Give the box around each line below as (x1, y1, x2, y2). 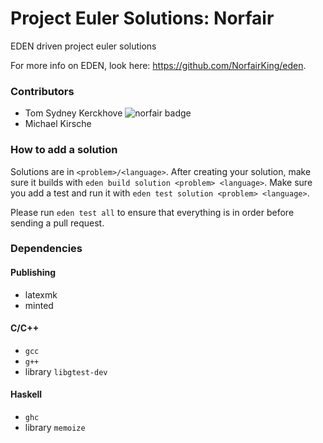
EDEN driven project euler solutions (10, 40, 157, 52)
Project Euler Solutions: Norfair (10, 7, 275, 30)
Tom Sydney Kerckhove (24, 107, 123, 119)
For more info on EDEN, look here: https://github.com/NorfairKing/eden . (10, 59, 307, 71)
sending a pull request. (10, 217, 105, 229)
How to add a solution (10, 143, 118, 157)
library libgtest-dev (24, 365, 108, 377)
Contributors (10, 84, 75, 98)
